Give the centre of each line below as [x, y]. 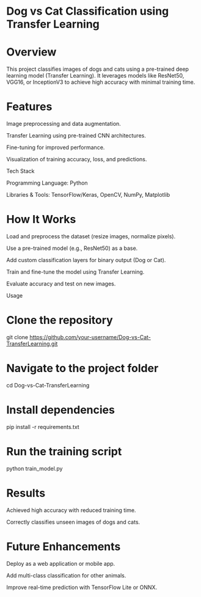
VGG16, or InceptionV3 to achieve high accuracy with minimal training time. [101, 82]
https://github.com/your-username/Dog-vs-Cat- [90, 337]
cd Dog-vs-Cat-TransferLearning [48, 385]
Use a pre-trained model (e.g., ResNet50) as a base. [72, 248]
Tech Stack [20, 171]
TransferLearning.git [32, 343]
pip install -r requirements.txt [43, 427]
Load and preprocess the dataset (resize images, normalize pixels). [91, 236]
